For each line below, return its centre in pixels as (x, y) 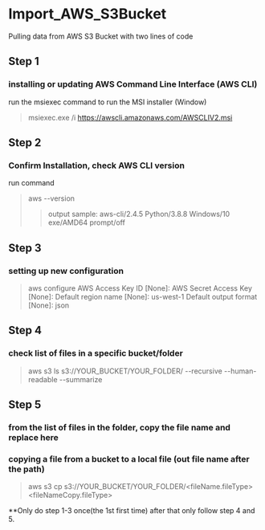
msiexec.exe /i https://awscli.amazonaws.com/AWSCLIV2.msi (130, 117)
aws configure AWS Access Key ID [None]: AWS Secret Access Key (140, 288)
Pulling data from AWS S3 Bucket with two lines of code (101, 36)
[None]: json (49, 305)
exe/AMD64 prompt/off (87, 222)
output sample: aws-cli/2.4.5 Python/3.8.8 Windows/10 (139, 214)
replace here (33, 437)
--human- (240, 371)
